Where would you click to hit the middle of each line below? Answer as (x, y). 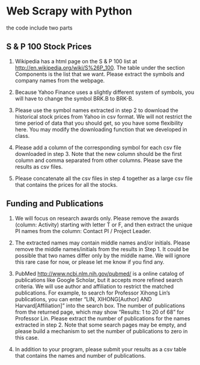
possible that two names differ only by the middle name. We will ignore (102, 255)
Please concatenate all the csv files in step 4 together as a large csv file (104, 178)
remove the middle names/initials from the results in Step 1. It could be (102, 249)
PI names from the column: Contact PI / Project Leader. (83, 231)
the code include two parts (40, 28)
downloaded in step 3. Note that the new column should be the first (98, 154)
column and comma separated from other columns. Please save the (99, 160)
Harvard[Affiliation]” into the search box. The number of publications (100, 305)
